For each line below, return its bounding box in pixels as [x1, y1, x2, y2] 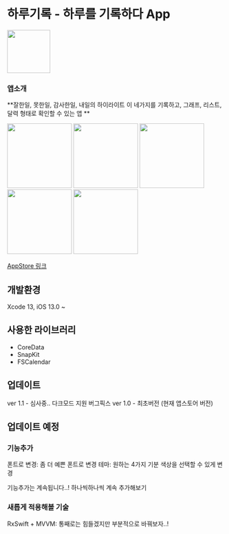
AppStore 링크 [7, 262, 47, 270]
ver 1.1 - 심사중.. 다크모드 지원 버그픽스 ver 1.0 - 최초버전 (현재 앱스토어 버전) [7, 399, 213, 407]
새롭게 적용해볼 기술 [7, 502, 69, 512]
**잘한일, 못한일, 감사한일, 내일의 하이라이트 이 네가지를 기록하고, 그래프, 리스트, [7, 101, 222, 109]
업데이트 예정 [7, 421, 60, 433]
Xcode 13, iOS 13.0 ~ [7, 302, 65, 311]
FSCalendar [17, 358, 51, 366]
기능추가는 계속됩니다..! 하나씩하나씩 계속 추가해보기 [7, 484, 147, 492]
